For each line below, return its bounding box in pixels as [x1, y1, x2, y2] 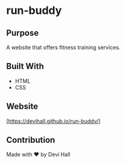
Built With [6, 61, 44, 71]
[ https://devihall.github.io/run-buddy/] [6, 117, 101, 125]
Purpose [6, 28, 39, 38]
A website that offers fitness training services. [6, 44, 121, 51]
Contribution [6, 135, 55, 145]
